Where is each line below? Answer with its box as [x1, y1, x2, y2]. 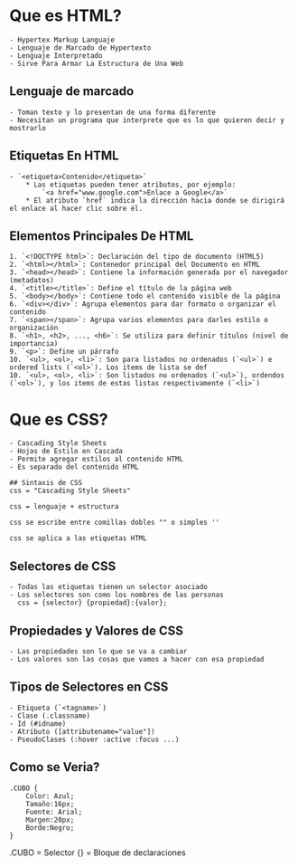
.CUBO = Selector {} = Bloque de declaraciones [9, 847, 187, 858]
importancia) [9, 339, 59, 348]
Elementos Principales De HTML [9, 228, 194, 243]
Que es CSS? [9, 409, 108, 430]
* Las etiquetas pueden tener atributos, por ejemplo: [25, 180, 237, 189]
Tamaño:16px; [25, 799, 75, 808]
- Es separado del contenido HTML [9, 462, 140, 472]
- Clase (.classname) [9, 711, 91, 720]
